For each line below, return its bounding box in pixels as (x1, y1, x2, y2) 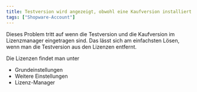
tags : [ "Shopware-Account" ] (6, 14, 76, 20)
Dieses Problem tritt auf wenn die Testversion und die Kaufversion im (6, 30, 175, 37)
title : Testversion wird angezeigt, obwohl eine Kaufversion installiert (6, 8, 192, 15)
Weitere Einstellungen (14, 72, 68, 80)
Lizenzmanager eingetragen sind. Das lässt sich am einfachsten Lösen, (6, 37, 180, 44)
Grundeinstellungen (14, 66, 63, 73)
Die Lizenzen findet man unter (6, 55, 80, 62)
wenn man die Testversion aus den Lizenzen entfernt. (6, 43, 137, 50)
